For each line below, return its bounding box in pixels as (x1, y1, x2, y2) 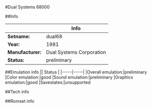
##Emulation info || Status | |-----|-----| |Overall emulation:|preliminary (5, 69, 147, 75)
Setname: (7, 33, 30, 40)
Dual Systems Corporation (46, 49, 106, 55)
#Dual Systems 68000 (5, 4, 50, 10)
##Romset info (5, 98, 35, 104)
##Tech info (5, 89, 29, 94)
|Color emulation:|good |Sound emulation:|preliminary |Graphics (5, 75, 134, 80)
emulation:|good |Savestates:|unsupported (5, 79, 91, 85)
